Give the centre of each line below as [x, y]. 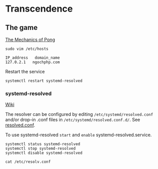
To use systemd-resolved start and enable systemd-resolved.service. [78, 135]
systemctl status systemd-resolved [43, 144]
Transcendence [39, 9]
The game [22, 28]
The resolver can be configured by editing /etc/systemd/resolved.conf [79, 114]
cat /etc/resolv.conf [28, 162]
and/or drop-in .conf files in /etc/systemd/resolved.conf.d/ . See [73, 120]
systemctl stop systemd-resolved [41, 149]
